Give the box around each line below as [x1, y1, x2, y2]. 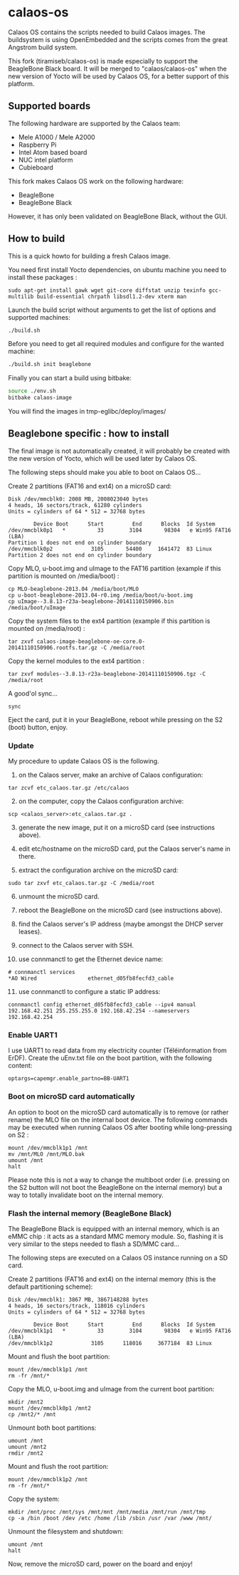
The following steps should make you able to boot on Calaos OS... [8, 468, 201, 476]
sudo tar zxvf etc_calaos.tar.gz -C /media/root [8, 880, 155, 887]
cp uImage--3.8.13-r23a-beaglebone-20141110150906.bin [8, 597, 174, 605]
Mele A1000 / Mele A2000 [18, 132, 95, 141]
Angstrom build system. [8, 43, 78, 51]
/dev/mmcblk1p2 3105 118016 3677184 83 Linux [8, 1340, 213, 1347]
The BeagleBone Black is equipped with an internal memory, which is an [8, 1225, 220, 1233]
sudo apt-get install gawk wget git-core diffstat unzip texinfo [8, 286, 206, 294]
